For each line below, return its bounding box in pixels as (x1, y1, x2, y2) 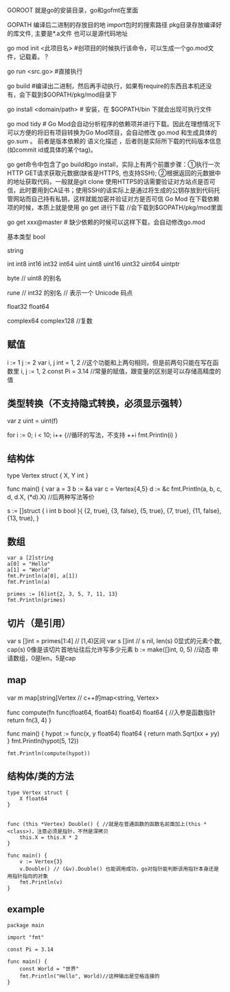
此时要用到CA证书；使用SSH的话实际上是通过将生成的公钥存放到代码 (19, 186, 214, 194)
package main (7, 922, 45, 929)
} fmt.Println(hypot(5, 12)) (7, 736, 79, 745)
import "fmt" (7, 933, 45, 941)
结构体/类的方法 (7, 771, 74, 782)
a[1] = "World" (7, 567, 51, 574)
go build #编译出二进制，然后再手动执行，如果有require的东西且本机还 (7, 82, 206, 90)
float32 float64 (7, 303, 49, 310)
